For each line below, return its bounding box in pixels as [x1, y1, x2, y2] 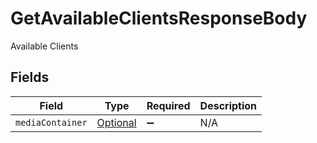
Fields [10, 69, 50, 86]
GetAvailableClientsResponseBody [10, 7, 308, 30]
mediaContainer [15, 117, 88, 128]
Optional [96, 115, 137, 129]
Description [199, 98, 258, 112]
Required [146, 98, 191, 112]
